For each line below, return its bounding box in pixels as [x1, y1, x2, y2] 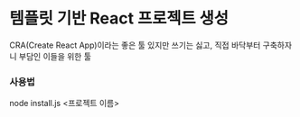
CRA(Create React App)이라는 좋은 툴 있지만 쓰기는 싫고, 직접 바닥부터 [9, 40, 261, 50]
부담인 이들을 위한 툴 [18, 50, 92, 61]
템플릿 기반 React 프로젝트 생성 [9, 8, 229, 29]
